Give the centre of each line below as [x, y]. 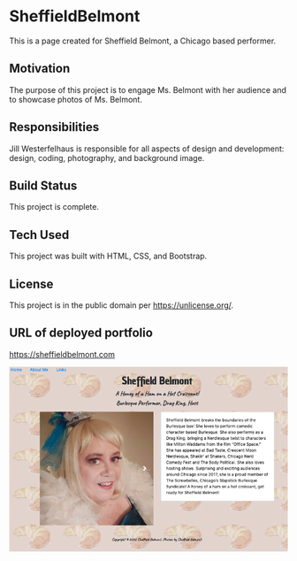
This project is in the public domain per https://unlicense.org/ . [122, 305]
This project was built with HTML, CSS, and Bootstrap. [108, 256]
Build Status [43, 185]
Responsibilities [54, 127]
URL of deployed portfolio [81, 333]
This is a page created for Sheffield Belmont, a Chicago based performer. [143, 41]
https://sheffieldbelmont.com [62, 354]
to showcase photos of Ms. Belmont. [76, 99]
